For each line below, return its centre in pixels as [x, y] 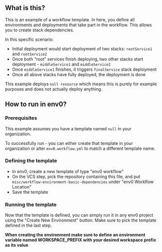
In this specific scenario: [29, 39]
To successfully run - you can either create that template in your [69, 143]
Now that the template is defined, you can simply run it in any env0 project [79, 215]
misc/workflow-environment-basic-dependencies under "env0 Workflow [83, 182]
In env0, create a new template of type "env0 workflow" [68, 171]
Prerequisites [21, 118]
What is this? [25, 8]
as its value [17, 245]
